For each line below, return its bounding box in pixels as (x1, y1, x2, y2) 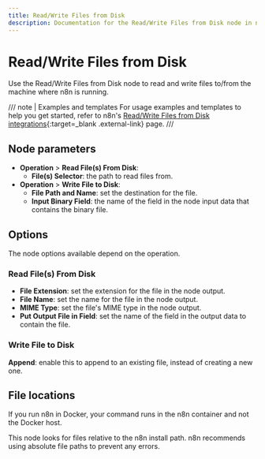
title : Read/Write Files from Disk (8, 11, 125, 20)
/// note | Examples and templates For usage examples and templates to (8, 103, 242, 112)
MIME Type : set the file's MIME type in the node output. (19, 303, 202, 312)
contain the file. (19, 320, 71, 330)
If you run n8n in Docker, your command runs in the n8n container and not (8, 409, 249, 419)
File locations (8, 389, 76, 402)
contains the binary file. (31, 205, 109, 215)
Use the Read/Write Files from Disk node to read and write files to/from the (8, 79, 252, 88)
